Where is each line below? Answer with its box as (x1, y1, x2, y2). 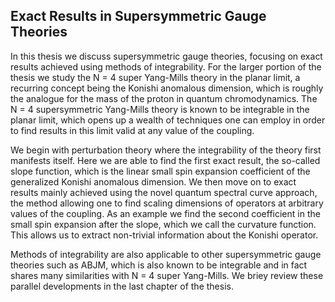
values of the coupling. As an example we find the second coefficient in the (10, 207, 321, 219)
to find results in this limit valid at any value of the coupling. (10, 124, 255, 136)
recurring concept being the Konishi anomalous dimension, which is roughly (10, 82, 324, 94)
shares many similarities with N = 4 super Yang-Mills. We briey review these (10, 269, 324, 281)
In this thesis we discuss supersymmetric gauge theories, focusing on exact (10, 50, 323, 62)
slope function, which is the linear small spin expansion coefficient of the (10, 165, 311, 177)
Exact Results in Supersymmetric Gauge (10, 8, 267, 25)
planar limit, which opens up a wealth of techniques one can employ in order (10, 114, 326, 126)
